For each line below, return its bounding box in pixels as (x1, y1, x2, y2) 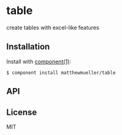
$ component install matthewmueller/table (6, 70, 116, 76)
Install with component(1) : (6, 57, 71, 65)
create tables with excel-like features (6, 24, 99, 31)
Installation (6, 42, 50, 52)
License (6, 107, 37, 117)
